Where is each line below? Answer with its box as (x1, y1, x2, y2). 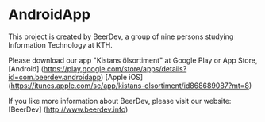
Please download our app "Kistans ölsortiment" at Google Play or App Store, (8, 55, 258, 65)
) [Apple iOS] (100, 72, 144, 82)
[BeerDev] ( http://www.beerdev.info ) (8, 105, 129, 114)
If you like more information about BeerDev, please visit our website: (8, 96, 232, 105)
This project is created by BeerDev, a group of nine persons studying (8, 32, 234, 41)
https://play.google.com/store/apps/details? (43, 63, 187, 73)
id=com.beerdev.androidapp (8, 72, 102, 82)
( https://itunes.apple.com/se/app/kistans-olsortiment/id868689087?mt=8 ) (8, 81, 252, 90)
